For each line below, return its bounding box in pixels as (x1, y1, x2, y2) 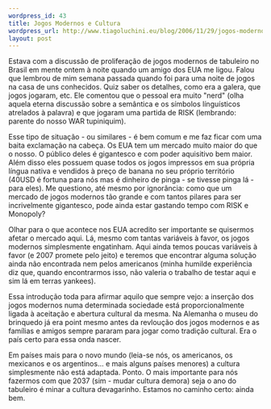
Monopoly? (8, 209, 46, 219)
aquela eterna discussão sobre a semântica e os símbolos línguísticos (8, 99, 240, 109)
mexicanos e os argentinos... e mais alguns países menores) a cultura (8, 359, 240, 369)
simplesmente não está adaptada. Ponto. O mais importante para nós (8, 368, 238, 378)
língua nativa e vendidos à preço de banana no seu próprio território (8, 166, 236, 176)
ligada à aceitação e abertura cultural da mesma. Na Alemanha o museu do (8, 309, 258, 319)
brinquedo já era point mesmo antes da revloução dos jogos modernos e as (8, 318, 260, 328)
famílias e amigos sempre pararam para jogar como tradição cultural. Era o (8, 326, 257, 336)
